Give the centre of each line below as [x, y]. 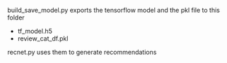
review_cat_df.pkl [43, 38]
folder [16, 17]
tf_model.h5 [35, 31]
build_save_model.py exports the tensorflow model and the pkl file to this [114, 10]
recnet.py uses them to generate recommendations [82, 52]
